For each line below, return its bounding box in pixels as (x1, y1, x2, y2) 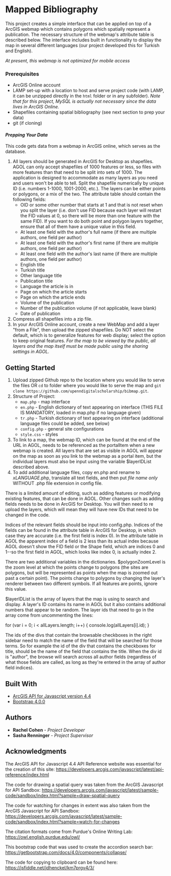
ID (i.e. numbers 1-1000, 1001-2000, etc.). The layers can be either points (12, 186, 166, 192)
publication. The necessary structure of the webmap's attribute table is (5, 31, 154, 37)
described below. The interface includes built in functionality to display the (5, 37, 162, 43)
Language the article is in (20, 283, 74, 289)
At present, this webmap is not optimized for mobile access (5, 57, 130, 63)
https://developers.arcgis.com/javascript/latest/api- (55, 766, 164, 772)
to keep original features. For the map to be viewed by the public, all (12, 338, 156, 344)
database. (5, 148, 26, 154)
